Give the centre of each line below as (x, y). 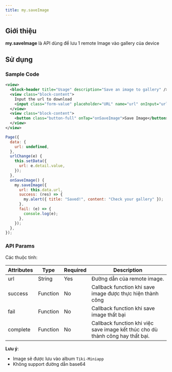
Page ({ (12, 137)
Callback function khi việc (123, 323)
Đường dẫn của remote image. (128, 278)
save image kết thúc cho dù (124, 329)
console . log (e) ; (41, 214)
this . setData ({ (31, 161)
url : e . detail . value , (42, 166)
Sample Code (22, 74)
